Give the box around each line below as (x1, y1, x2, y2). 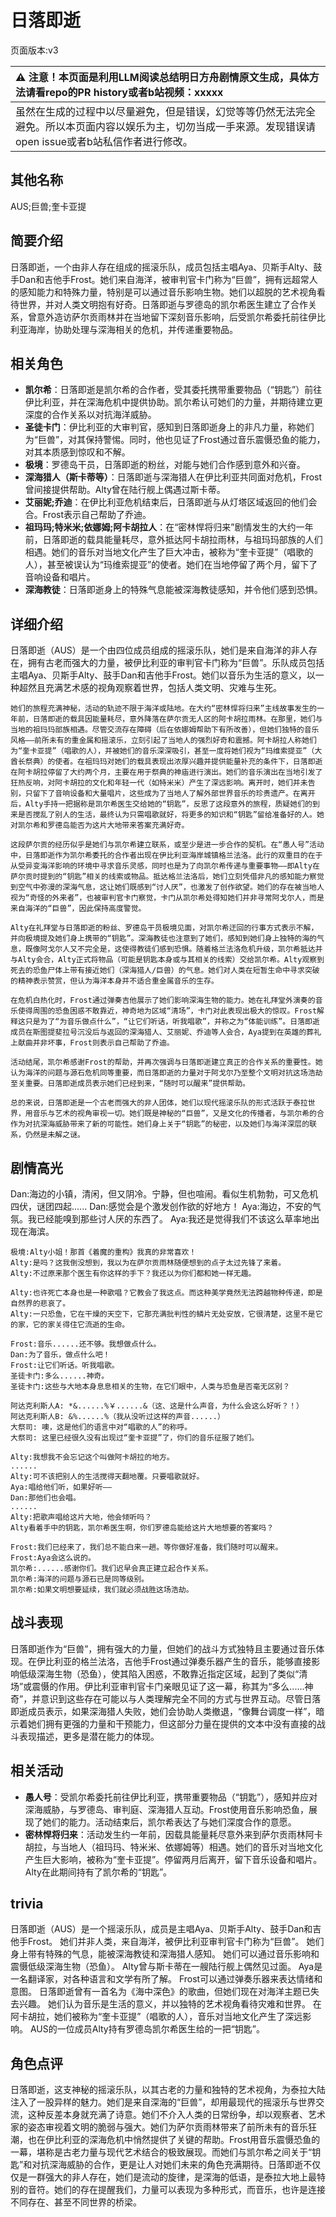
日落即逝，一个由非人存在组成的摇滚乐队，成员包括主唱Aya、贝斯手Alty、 (10, 261, 314, 273)
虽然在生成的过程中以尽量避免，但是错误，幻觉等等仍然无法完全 (15, 104, 317, 118)
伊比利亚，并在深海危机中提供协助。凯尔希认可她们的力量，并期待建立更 (24, 396, 323, 408)
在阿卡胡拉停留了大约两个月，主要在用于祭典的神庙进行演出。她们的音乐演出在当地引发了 (10, 767, 323, 778)
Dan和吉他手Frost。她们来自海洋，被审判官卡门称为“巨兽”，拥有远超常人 (18, 273, 318, 285)
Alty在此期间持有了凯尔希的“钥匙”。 (24, 1866, 173, 1878)
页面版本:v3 (10, 44, 59, 56)
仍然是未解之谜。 (24, 1130, 85, 1140)
